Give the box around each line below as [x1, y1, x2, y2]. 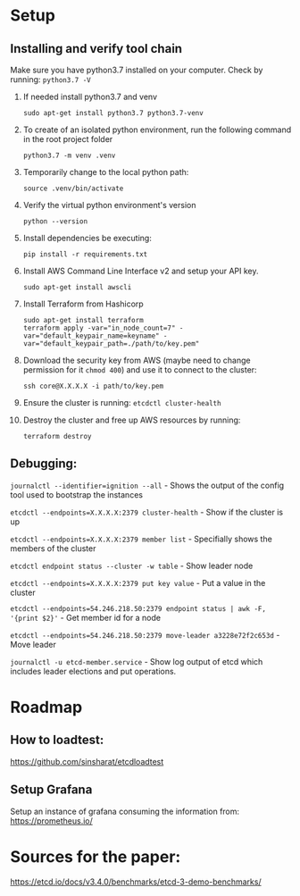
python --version [22, 217, 88, 226]
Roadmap [10, 698, 83, 717]
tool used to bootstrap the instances [10, 489, 144, 500]
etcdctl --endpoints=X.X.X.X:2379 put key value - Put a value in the [10, 577, 266, 588]
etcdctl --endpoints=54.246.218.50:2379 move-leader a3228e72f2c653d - [10, 629, 280, 640]
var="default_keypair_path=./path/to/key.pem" [22, 339, 200, 348]
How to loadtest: [10, 733, 104, 748]
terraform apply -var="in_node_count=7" [22, 323, 176, 332]
